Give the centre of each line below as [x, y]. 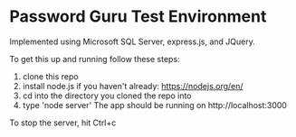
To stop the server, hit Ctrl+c [63, 123]
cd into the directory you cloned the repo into [107, 96]
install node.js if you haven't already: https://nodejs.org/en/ [133, 86]
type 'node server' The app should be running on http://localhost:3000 [155, 105]
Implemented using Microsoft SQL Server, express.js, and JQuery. [132, 41]
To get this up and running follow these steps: [95, 59]
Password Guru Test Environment [138, 17]
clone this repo [50, 76]
